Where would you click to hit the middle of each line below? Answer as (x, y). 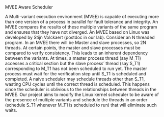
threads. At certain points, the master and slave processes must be (73, 48)
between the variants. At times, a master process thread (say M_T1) (73, 58)
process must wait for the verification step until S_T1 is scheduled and (76, 74)
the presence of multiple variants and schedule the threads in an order (76, 100)
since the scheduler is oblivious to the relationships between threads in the (81, 89)
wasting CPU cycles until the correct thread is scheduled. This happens (77, 84)
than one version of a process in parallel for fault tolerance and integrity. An (82, 22)
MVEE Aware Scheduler (29, 7)
